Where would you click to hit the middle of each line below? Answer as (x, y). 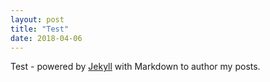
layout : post (37, 19)
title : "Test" (40, 29)
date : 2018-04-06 (46, 38)
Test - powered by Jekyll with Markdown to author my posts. (135, 67)
